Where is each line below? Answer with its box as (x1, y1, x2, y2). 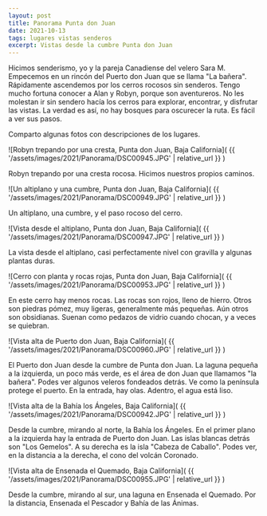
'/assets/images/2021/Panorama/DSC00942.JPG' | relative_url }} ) (8, 410, 226, 419)
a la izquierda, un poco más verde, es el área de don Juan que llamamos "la (8, 368, 257, 379)
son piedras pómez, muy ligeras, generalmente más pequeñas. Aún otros (8, 304, 249, 313)
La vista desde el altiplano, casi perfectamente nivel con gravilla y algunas (8, 248, 253, 258)
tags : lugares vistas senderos (8, 33, 112, 42)
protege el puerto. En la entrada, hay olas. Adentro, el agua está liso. (8, 386, 234, 396)
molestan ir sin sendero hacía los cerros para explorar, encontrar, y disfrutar (8, 97, 258, 107)
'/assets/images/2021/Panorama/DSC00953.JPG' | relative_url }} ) (8, 280, 226, 290)
